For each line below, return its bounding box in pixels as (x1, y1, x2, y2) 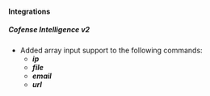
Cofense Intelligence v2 (8, 25, 90, 35)
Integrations (8, 6, 51, 16)
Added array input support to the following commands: (19, 45, 204, 55)
